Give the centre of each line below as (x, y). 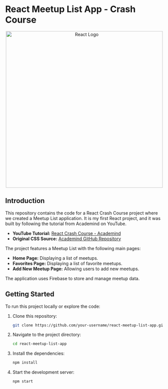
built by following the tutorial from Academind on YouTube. (66, 224)
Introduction (25, 201)
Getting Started (30, 294)
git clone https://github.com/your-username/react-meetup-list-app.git (89, 325)
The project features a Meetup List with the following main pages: (73, 248)
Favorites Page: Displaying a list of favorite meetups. (67, 263)
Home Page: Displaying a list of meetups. (55, 258)
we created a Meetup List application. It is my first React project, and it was (83, 218)
